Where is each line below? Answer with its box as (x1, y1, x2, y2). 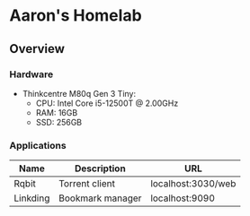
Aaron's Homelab (9, 5, 142, 26)
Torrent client (58, 177, 115, 190)
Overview (9, 41, 66, 56)
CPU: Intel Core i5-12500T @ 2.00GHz (35, 98, 179, 108)
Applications (9, 139, 67, 151)
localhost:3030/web (150, 177, 237, 190)
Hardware (9, 68, 54, 81)
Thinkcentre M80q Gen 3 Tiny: (22, 88, 137, 99)
